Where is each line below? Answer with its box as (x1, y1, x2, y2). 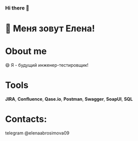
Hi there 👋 (5, 4, 30, 11)
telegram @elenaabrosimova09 (5, 130, 70, 136)
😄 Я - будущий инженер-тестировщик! (5, 62, 89, 68)
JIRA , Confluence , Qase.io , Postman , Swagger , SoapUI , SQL (5, 96, 133, 102)
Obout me (5, 46, 47, 57)
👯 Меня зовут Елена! (5, 23, 95, 34)
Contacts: (5, 114, 47, 125)
